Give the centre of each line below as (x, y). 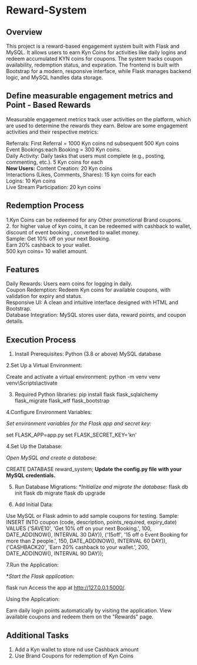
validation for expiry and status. (44, 296)
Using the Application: (33, 599)
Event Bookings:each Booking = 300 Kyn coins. (64, 149)
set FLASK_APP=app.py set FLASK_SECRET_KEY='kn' (71, 435)
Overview (24, 32)
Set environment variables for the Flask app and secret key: (79, 424)
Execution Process (41, 340)
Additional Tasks (37, 635)
